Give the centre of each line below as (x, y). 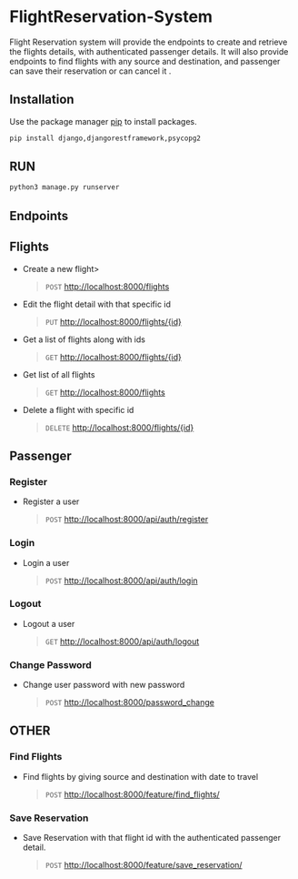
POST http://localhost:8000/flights (107, 286)
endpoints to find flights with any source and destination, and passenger (145, 61)
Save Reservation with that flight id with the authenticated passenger (152, 838)
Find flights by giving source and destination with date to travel (140, 776)
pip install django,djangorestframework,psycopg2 (105, 138)
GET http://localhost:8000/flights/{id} (113, 357)
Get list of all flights (59, 374)
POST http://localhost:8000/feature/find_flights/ (132, 794)
